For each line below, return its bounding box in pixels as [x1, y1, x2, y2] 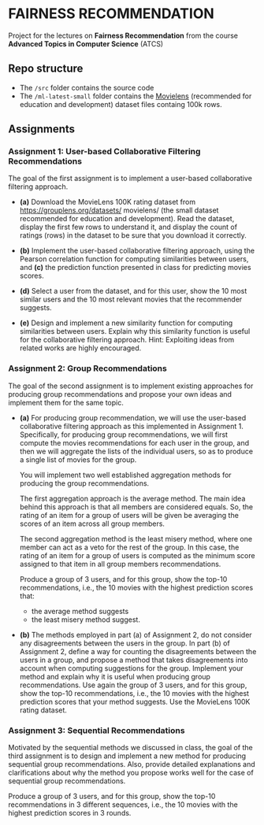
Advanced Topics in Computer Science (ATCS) [8, 39, 164, 48]
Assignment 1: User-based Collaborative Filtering [8, 146, 201, 157]
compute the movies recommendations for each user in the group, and [19, 438, 250, 447]
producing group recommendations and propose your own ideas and [8, 389, 232, 398]
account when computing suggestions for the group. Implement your [19, 663, 244, 673]
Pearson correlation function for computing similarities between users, [19, 254, 249, 264]
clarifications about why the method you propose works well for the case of [8, 768, 254, 778]
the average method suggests [31, 606, 129, 616]
